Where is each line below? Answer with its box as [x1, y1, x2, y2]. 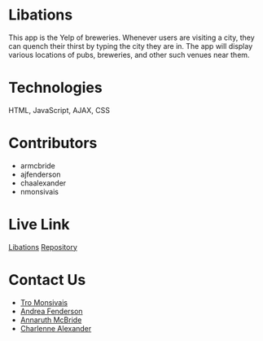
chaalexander [20, 177, 67, 188]
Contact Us [8, 270, 86, 289]
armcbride [20, 160, 55, 170]
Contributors [8, 134, 98, 152]
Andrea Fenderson [20, 306, 83, 316]
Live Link [8, 216, 71, 234]
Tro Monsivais [20, 297, 68, 307]
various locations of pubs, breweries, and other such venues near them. [8, 50, 250, 59]
